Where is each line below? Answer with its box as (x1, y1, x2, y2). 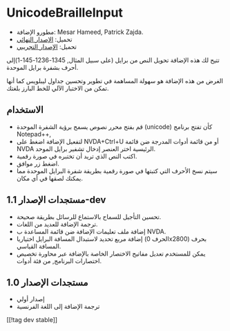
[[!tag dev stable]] (6, 316, 58, 324)
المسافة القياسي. (16, 242, 61, 250)
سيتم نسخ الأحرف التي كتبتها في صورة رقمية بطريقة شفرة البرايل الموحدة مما (16, 166, 218, 175)
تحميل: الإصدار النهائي (16, 35, 73, 43)
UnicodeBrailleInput (6, 5, 124, 21)
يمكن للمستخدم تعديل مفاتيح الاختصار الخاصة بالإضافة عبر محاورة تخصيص (16, 249, 206, 258)
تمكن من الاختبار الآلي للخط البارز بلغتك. (6, 84, 109, 92)
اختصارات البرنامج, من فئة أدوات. (16, 256, 102, 265)
